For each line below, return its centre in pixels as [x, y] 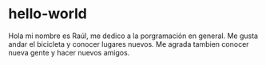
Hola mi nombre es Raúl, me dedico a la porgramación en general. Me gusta [133, 36]
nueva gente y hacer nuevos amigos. [69, 52]
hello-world [48, 14]
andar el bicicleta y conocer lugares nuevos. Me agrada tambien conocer [129, 44]
